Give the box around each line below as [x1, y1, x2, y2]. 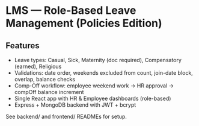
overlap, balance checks [14, 76, 76, 83]
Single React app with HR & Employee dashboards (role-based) [14, 95, 171, 102]
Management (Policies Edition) [5, 16, 163, 30]
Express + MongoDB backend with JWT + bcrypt [14, 101, 136, 109]
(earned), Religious [14, 63, 62, 70]
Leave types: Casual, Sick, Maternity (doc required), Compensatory [14, 57, 182, 63]
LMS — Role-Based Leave [5, 4, 136, 17]
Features [5, 40, 40, 51]
